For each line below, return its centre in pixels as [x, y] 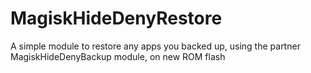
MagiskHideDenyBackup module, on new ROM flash [118, 56]
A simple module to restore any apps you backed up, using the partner [155, 46]
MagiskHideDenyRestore [116, 18]
